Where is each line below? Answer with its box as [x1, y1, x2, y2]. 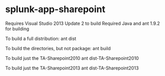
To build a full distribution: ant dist [5, 35, 77, 42]
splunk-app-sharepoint [5, 4, 106, 15]
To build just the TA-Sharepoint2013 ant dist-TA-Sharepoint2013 [5, 65, 139, 71]
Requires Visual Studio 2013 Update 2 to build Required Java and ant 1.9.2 [5, 20, 160, 26]
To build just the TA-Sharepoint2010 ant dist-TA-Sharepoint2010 [5, 55, 139, 61]
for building [5, 25, 29, 31]
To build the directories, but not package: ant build [5, 45, 111, 51]
